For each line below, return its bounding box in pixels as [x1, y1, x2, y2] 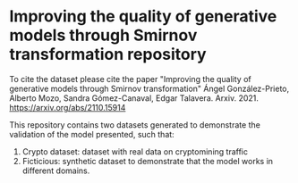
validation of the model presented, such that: [9, 129, 175, 139]
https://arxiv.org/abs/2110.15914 [9, 102, 126, 112]
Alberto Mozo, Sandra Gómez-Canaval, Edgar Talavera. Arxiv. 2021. [9, 92, 260, 104]
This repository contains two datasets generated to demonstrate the [9, 119, 261, 130]
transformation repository [9, 45, 208, 64]
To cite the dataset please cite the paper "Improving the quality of [9, 73, 252, 84]
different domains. [21, 165, 90, 176]
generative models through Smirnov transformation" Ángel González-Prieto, [9, 83, 290, 94]
